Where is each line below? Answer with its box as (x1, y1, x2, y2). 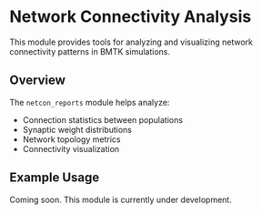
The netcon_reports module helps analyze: (9, 97, 170, 107)
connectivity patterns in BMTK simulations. (9, 46, 171, 56)
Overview (9, 73, 66, 88)
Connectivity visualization (22, 143, 120, 154)
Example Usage (9, 170, 100, 186)
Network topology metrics (22, 134, 121, 145)
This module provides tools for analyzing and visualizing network (9, 36, 253, 47)
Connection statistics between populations (22, 114, 184, 125)
